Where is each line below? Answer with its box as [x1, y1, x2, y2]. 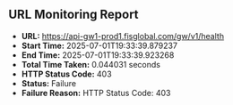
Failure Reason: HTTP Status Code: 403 [21, 87, 171, 98]
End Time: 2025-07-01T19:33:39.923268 [21, 49, 175, 61]
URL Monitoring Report [8, 7, 140, 22]
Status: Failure [21, 77, 77, 88]
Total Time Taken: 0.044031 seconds [21, 59, 160, 69]
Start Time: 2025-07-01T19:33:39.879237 [21, 40, 178, 51]
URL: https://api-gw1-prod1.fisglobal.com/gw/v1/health [21, 30, 225, 41]
